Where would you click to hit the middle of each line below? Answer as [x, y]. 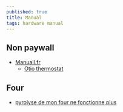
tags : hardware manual [35, 23]
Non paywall [30, 48]
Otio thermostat [44, 69]
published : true [27, 12]
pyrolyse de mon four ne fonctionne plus [66, 102]
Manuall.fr [28, 62]
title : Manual [24, 18]
